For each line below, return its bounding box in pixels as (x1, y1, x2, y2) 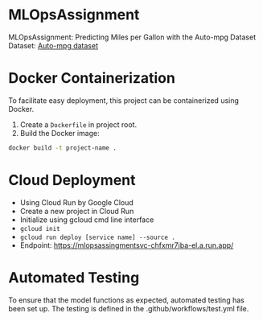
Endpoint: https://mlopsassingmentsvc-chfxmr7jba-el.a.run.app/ (19, 240, 234, 250)
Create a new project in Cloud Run (19, 206, 134, 216)
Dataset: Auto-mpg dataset (8, 40, 99, 50)
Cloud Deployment (8, 171, 136, 189)
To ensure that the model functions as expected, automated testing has (8, 295, 245, 305)
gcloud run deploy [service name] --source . (19, 233, 175, 241)
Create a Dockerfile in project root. (19, 119, 138, 130)
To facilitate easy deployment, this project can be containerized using (8, 95, 240, 105)
